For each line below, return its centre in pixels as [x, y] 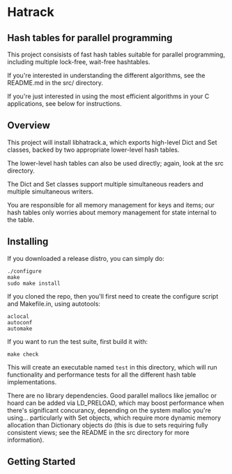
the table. [21, 219]
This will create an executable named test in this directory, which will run [112, 367]
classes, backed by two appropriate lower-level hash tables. [93, 150]
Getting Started [41, 462]
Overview [29, 126]
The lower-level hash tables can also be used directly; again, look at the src [116, 163]
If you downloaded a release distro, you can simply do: [86, 258]
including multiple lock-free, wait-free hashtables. [79, 62]
